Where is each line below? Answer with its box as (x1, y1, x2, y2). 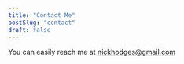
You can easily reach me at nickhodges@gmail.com (8, 48, 176, 57)
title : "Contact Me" (8, 11, 76, 20)
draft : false (8, 26, 51, 34)
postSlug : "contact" (8, 19, 76, 27)
